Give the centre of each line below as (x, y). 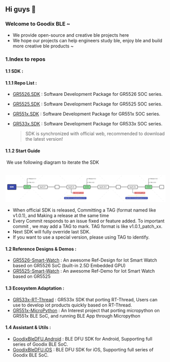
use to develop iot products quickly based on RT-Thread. (72, 305)
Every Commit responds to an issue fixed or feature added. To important (89, 221)
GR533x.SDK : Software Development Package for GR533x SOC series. (88, 124)
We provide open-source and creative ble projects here (71, 35)
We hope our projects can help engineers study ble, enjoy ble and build (88, 40)
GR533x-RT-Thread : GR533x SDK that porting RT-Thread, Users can (85, 299)
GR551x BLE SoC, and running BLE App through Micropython (76, 316)
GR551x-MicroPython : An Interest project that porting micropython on (86, 310)
